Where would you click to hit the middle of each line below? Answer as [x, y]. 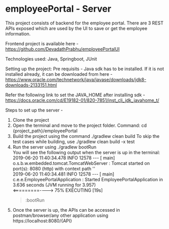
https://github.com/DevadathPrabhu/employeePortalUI [62, 49]
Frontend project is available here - [42, 43]
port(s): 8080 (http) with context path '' [54, 168]
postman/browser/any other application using [60, 215]
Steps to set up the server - [34, 110]
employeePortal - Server [58, 9]
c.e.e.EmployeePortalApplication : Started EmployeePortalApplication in [88, 179]
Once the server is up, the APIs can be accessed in [66, 210]
